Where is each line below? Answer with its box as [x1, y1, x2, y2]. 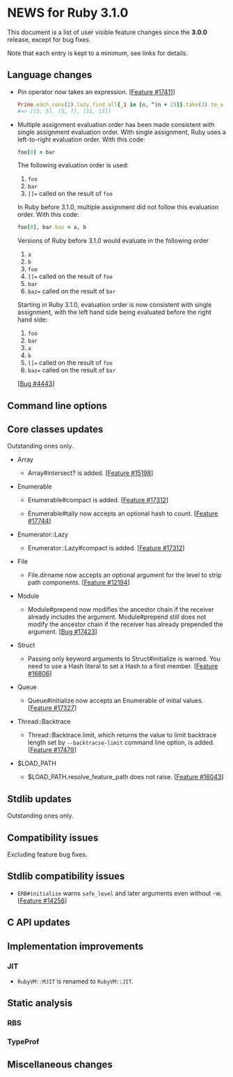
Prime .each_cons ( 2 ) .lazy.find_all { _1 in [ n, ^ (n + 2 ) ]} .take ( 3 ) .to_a [17, 101, 224, 108]
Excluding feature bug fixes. [7, 850, 88, 859]
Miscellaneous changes [7, 1058, 113, 1070]
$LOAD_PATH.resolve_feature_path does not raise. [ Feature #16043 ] [27, 773, 224, 781]
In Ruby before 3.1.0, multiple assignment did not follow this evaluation [17, 203, 219, 211]
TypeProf [7, 1037, 40, 1047]
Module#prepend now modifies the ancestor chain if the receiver [27, 605, 214, 614]
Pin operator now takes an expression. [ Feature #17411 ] [17, 87, 175, 96]
